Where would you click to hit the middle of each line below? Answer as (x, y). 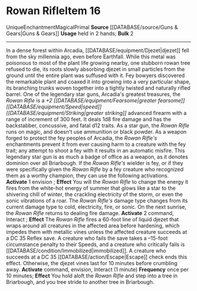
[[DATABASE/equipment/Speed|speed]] (54, 107)
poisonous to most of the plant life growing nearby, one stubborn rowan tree (98, 62)
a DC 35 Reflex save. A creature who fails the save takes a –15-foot (87, 238)
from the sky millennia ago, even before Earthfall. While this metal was (91, 57)
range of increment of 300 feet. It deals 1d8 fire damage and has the (89, 119)
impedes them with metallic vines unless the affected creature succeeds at (97, 232)
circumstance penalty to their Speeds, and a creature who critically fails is (96, 244)
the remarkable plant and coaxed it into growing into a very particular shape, (98, 81)
